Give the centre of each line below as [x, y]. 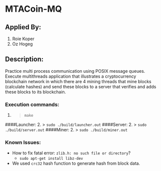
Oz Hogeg [22, 44]
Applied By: [23, 27]
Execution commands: [32, 105]
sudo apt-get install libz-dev [51, 159]
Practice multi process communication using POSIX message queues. [75, 71]
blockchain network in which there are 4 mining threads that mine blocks [78, 81]
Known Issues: [23, 143]
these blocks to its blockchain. [36, 92]
